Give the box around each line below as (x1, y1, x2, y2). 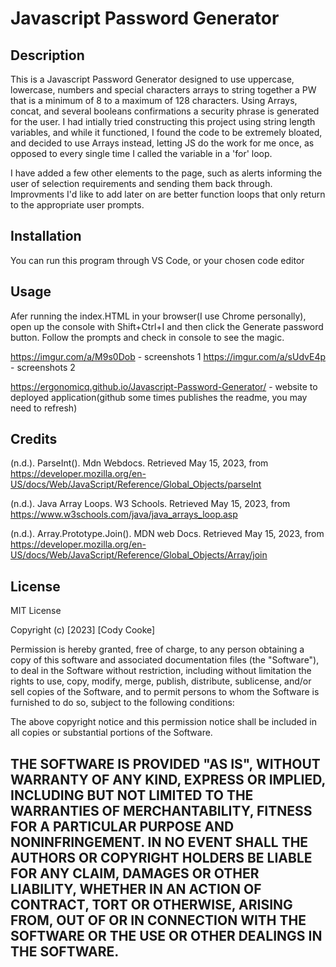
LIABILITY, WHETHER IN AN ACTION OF (10, 880, 262, 897)
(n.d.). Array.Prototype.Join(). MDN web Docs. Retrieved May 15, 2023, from (10, 528, 325, 540)
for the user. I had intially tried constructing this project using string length (10, 116, 316, 127)
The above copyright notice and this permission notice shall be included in (10, 716, 317, 728)
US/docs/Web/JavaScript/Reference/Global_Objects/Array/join (10, 549, 268, 561)
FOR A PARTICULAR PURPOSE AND (10, 818, 235, 835)
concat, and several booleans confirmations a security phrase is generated (10, 105, 320, 117)
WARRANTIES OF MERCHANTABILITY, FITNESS (10, 802, 313, 819)
